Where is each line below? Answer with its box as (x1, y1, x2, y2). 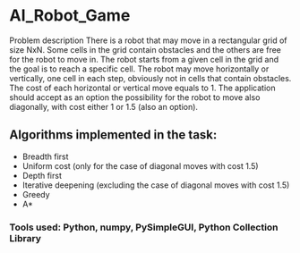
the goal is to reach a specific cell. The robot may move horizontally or (9, 63, 270, 74)
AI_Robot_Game (9, 5, 131, 26)
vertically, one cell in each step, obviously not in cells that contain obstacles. (9, 72, 292, 83)
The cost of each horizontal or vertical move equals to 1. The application (9, 82, 276, 93)
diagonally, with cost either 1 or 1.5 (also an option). (9, 101, 199, 112)
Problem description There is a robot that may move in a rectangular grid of (9, 35, 288, 46)
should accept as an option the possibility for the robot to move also (9, 91, 261, 103)
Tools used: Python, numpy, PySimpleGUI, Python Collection (9, 221, 279, 233)
